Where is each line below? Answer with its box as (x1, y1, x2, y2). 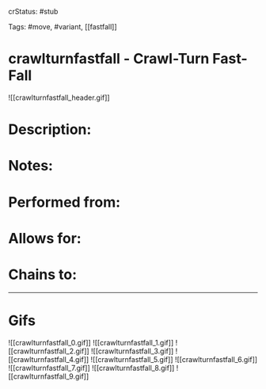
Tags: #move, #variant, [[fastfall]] (8, 22, 117, 31)
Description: (8, 120, 92, 139)
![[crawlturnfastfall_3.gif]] (90, 346, 174, 356)
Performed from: (8, 193, 121, 211)
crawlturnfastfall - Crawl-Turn (8, 50, 210, 68)
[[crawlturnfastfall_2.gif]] (8, 346, 89, 356)
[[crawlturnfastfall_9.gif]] (8, 372, 89, 381)
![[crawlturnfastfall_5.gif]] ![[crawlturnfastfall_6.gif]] (90, 354, 258, 364)
